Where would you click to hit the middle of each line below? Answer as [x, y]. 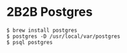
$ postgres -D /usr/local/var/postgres [63, 36]
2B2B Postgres [50, 12]
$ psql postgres [30, 42]
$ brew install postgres [42, 30]
